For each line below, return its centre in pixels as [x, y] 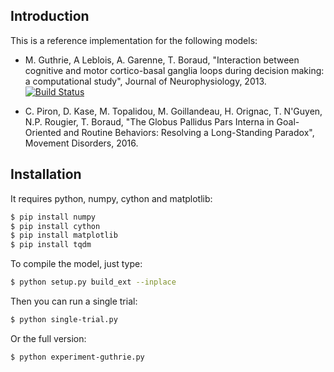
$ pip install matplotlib [64, 235]
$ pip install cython [55, 226]
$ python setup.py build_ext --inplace [93, 282]
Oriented [43, 132]
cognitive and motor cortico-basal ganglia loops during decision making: [174, 70]
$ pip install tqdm [51, 245]
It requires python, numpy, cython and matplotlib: [111, 198]
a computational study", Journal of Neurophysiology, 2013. [145, 81]
